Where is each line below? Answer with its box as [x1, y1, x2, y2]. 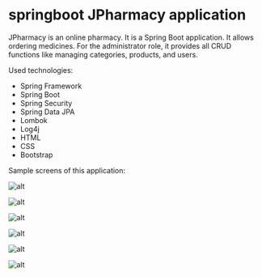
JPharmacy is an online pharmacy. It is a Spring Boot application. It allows [8, 32, 255, 42]
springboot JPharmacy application [8, 6, 247, 24]
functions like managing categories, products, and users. [8, 49, 198, 59]
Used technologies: [8, 65, 74, 75]
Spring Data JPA [19, 107, 75, 117]
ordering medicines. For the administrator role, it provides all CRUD [8, 40, 232, 50]
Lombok [19, 115, 49, 125]
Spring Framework [19, 81, 82, 91]
